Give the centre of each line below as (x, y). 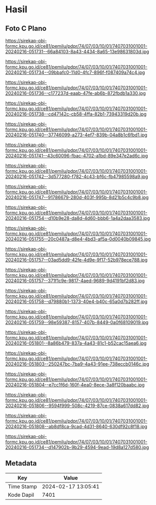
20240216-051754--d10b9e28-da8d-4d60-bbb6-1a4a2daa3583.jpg (78, 218)
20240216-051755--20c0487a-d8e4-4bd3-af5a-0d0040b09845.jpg (78, 239)
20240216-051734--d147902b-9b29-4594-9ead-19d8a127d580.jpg (77, 447)
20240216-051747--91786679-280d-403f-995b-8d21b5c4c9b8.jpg (77, 197)
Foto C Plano (26, 28)
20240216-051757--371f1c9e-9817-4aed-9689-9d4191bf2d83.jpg (75, 281)
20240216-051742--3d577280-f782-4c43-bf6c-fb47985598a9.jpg (77, 176)
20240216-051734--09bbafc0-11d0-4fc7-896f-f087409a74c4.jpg (75, 72)
